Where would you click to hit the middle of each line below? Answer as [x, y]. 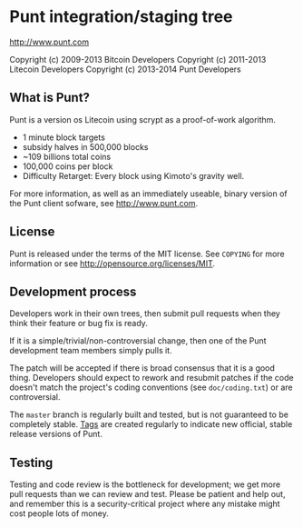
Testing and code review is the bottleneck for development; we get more [145, 484]
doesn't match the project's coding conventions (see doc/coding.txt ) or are [151, 387]
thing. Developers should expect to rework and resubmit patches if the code [151, 378]
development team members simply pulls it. [91, 351]
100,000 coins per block [68, 166]
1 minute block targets [64, 137]
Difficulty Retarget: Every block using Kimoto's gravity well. [133, 175]
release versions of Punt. [56, 434]
